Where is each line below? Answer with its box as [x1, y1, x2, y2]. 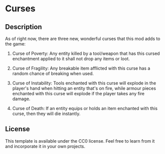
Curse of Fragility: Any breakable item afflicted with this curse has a [12, 65, 151, 71]
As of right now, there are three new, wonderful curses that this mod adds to [5, 36, 161, 41]
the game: [5, 41, 26, 47]
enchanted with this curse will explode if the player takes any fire [12, 91, 145, 96]
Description [5, 23, 42, 31]
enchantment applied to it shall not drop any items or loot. [12, 56, 130, 62]
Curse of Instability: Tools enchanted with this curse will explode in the [12, 80, 157, 86]
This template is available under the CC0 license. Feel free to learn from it [5, 138, 155, 144]
